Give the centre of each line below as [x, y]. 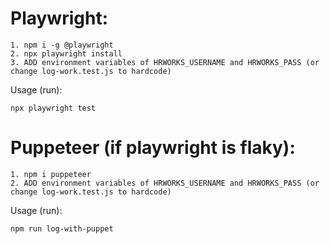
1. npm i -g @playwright [62, 45]
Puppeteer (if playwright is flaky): [153, 148]
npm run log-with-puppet [62, 228]
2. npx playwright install [66, 53]
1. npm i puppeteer [51, 174]
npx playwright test [53, 108]
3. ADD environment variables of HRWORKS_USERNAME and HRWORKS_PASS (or [165, 62]
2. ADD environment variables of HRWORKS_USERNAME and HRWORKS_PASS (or [165, 183]
